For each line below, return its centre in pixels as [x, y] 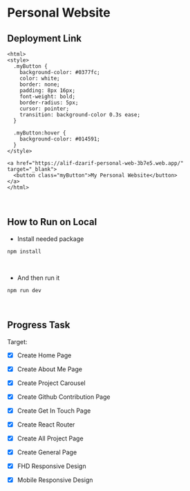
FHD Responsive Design [51, 466]
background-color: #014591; [60, 139]
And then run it [38, 278]
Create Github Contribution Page [64, 397]
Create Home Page [44, 355]
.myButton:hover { [40, 133]
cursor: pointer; [45, 109]
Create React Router [46, 425]
